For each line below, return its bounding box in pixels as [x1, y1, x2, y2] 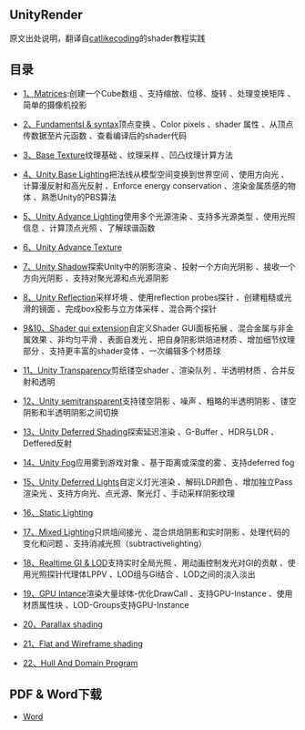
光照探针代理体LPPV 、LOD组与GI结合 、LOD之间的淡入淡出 [30, 569, 256, 580]
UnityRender [9, 7, 84, 23]
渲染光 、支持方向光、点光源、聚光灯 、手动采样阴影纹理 [22, 488, 235, 499]
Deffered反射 [22, 437, 73, 448]
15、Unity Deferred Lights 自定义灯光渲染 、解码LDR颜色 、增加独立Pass [22, 476, 293, 487]
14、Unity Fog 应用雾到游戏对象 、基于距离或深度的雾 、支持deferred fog [22, 457, 295, 468]
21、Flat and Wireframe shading [22, 638, 144, 649]
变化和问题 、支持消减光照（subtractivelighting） [22, 538, 207, 549]
